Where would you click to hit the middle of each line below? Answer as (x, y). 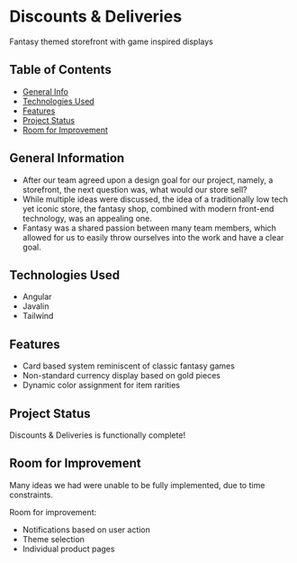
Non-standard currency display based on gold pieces (121, 376)
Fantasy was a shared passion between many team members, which (149, 228)
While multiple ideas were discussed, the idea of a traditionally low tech (155, 199)
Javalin (36, 306)
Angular (37, 297)
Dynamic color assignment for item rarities (101, 386)
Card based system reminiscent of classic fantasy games (129, 366)
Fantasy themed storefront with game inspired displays (111, 41)
